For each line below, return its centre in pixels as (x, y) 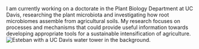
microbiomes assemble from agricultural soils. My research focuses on (93, 21)
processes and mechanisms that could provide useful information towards (97, 27)
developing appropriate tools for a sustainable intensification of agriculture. (99, 34)
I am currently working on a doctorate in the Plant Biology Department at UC (100, 9)
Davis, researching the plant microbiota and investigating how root (88, 15)
